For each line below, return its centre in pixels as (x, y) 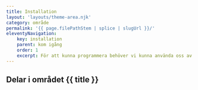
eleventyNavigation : (32, 34)
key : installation (39, 39)
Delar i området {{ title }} (52, 80)
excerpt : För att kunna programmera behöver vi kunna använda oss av (105, 56)
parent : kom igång (39, 45)
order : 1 (28, 50)
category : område (28, 22)
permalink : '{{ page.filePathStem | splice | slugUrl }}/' (81, 28)
